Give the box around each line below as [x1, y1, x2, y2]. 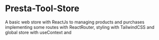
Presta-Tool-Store [5, 3, 79, 14]
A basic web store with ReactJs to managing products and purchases [5, 19, 145, 25]
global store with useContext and [5, 29, 72, 35]
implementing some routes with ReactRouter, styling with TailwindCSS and [5, 24, 155, 30]
